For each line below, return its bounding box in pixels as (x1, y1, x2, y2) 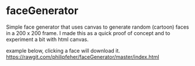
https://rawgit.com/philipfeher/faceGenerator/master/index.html (6, 53, 159, 60)
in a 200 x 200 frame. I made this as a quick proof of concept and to (6, 29, 170, 36)
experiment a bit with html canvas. (6, 36, 89, 43)
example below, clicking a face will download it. (6, 47, 121, 54)
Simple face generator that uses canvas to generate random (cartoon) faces (6, 23, 189, 30)
